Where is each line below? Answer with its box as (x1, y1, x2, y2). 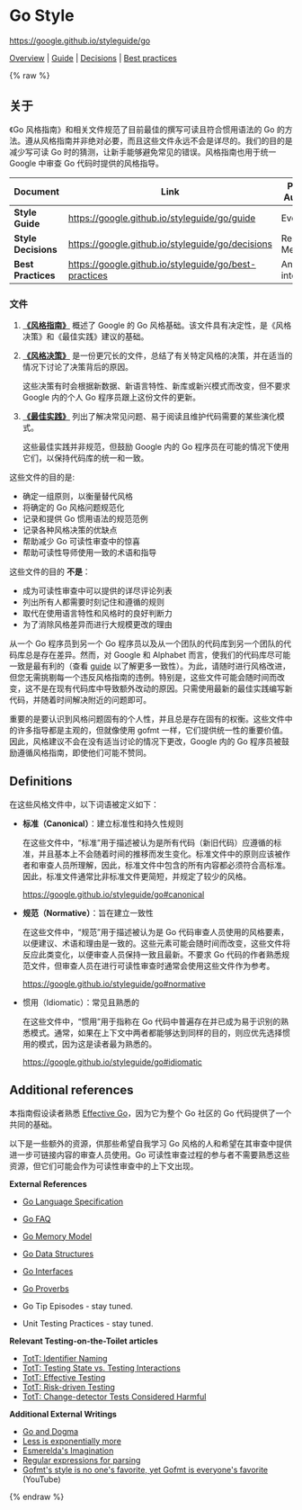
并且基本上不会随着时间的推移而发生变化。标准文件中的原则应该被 (38, 848, 283, 859)
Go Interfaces (22, 1265, 74, 1276)
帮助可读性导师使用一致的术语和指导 (22, 547, 157, 558)
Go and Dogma (22, 1425, 79, 1436)
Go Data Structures (22, 1248, 94, 1259)
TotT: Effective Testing (22, 1371, 106, 1382)
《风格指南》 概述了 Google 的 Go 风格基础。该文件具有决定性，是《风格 (22, 320, 292, 331)
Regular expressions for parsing (22, 1454, 141, 1465)
